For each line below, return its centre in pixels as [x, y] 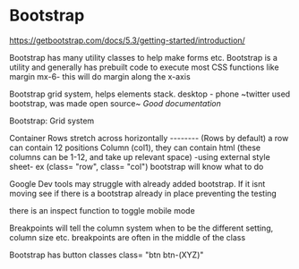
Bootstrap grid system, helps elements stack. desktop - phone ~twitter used [150, 94]
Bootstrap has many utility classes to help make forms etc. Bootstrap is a [143, 57]
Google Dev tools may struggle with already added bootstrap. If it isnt [137, 183]
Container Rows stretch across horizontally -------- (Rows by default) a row [149, 138]
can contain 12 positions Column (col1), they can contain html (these [135, 147]
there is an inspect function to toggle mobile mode [102, 210]
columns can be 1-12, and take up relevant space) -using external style [140, 156]
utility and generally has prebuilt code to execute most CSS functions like [144, 67]
